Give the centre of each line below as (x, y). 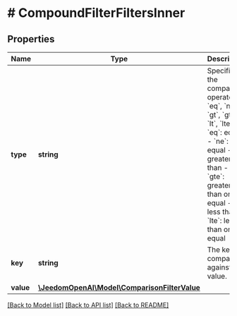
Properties (31, 39)
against (219, 267)
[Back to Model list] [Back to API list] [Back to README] (88, 305)
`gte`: (215, 176)
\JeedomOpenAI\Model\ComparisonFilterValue (119, 287)
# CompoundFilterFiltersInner (96, 13)
